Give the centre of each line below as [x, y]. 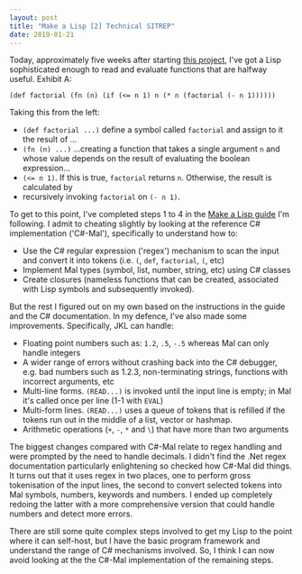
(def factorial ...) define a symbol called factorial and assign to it [153, 130]
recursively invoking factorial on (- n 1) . [101, 197]
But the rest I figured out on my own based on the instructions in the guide [147, 306]
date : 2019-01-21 [42, 34]
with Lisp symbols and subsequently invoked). [109, 289]
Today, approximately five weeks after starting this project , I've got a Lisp [146, 60]
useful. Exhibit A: [41, 79]
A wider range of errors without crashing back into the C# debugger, [150, 362]
